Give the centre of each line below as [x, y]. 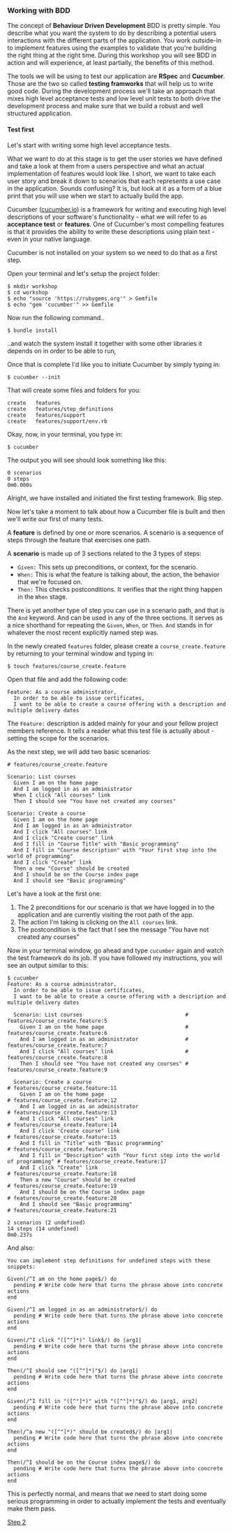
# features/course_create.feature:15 [62, 1137]
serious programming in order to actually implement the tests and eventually [117, 1501]
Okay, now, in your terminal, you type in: [65, 434]
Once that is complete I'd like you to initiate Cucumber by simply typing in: [114, 364]
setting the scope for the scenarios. [58, 738]
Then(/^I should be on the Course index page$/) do [84, 1462]
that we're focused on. [50, 581]
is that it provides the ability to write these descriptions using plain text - [111, 231]
